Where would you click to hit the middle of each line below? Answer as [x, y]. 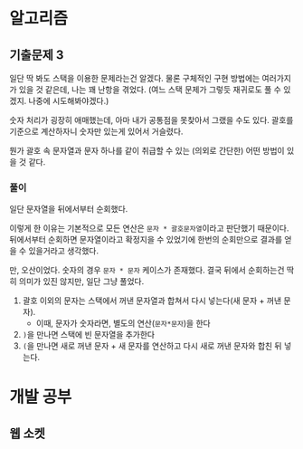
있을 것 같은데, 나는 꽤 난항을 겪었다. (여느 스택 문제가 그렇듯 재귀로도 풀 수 [150, 90]
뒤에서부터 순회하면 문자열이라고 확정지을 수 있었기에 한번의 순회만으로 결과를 [146, 240]
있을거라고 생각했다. [64, 251]
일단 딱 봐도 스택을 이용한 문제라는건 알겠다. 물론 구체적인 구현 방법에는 [135, 78]
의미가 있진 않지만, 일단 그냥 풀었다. [81, 282]
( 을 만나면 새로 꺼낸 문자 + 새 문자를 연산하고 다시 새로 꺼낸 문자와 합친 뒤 [152, 346]
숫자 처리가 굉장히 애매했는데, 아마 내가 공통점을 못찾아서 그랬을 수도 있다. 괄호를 [151, 120]
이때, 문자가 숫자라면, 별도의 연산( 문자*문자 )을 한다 [123, 323]
